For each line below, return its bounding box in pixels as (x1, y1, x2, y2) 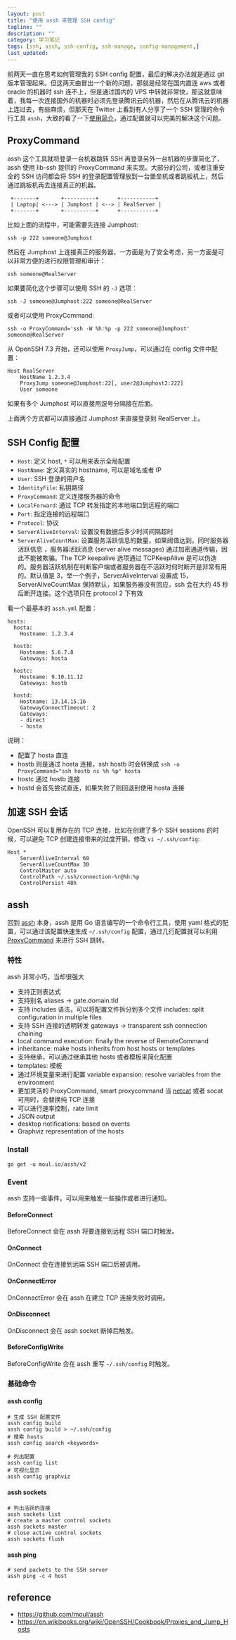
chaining (17, 1029, 43, 1038)
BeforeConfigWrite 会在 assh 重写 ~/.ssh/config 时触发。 (7, 1360, 174, 1368)
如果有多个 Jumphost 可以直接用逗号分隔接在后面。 (7, 399, 157, 407)
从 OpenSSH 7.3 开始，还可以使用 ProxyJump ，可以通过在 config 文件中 (7, 344, 212, 353)
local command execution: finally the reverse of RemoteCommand (17, 1037, 209, 1045)
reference (7, 1591, 51, 1603)
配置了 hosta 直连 (17, 751, 69, 759)
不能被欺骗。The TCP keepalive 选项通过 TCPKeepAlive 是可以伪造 (23, 554, 217, 562)
